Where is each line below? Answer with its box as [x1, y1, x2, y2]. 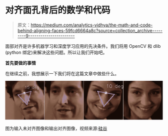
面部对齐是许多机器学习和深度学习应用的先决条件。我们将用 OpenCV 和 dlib [5, 43, 161, 49]
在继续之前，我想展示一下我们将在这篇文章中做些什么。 [5, 70, 119, 76]
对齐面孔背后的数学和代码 [5, 4, 111, 16]
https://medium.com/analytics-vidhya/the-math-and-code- [30, 22, 153, 28]
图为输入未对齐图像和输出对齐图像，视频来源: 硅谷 [5, 125, 107, 131]
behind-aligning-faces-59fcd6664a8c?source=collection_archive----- [17, 27, 162, 33]
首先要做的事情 [5, 60, 36, 66]
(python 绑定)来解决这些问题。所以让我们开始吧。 [5, 49, 107, 55]
